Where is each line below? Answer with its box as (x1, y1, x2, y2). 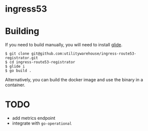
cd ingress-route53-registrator (9, 60, 76, 65)
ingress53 (5, 3, 47, 15)
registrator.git (5, 56, 38, 60)
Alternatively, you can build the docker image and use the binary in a (5, 77, 143, 83)
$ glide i (5, 64, 25, 69)
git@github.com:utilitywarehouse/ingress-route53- (31, 51, 137, 56)
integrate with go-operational (12, 120, 72, 126)
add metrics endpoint (12, 115, 56, 121)
